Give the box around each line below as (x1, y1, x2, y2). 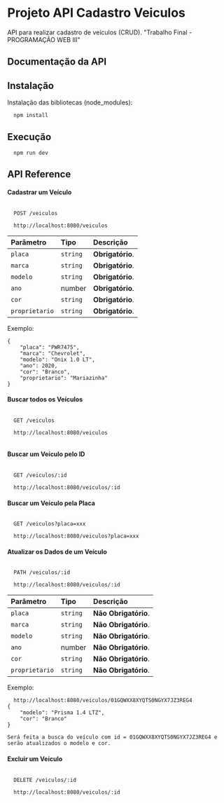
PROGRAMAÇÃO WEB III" (7, 35, 80, 43)
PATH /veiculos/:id (13, 569, 71, 576)
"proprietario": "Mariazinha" (20, 374, 108, 381)
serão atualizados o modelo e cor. (7, 740, 111, 747)
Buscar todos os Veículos (7, 395, 83, 404)
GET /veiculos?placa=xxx (13, 521, 86, 528)
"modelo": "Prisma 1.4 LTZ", (20, 709, 105, 716)
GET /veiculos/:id (13, 472, 68, 479)
